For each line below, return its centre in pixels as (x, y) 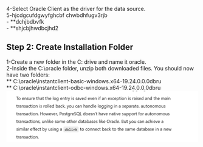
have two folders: (28, 75)
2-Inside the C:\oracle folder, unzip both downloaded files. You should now (100, 68)
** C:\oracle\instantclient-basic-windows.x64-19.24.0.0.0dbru (84, 81)
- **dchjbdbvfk (25, 22)
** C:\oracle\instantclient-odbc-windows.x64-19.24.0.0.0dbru (84, 87)
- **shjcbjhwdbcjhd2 (33, 28)
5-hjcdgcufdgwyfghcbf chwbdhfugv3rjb (57, 15)
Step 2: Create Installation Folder (70, 47)
